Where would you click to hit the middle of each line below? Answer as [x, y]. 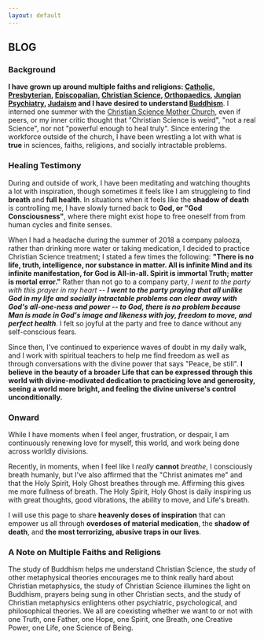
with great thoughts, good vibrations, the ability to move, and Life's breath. [129, 499]
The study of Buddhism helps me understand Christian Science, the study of [132, 569]
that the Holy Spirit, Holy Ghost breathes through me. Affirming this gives [126, 483]
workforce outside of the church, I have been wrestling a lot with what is [125, 137]
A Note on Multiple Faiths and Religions [84, 552]
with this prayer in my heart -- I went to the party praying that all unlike [125, 290]
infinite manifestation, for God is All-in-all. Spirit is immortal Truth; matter [131, 273]
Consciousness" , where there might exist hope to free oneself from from [127, 216]
